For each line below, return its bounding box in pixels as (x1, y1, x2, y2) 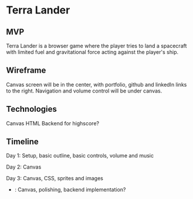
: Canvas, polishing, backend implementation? (14, 186, 126, 193)
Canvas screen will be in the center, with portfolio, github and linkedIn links (6, 81, 187, 88)
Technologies (6, 104, 57, 114)
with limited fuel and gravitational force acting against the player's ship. (6, 49, 179, 56)
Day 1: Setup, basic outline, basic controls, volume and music (6, 152, 154, 159)
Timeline (6, 137, 39, 147)
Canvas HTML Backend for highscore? (6, 119, 100, 126)
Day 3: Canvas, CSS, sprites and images (6, 175, 104, 182)
